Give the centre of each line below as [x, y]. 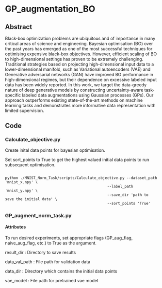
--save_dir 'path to [128, 195]
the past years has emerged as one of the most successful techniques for [79, 49]
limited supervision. [25, 111]
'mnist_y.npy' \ [21, 191]
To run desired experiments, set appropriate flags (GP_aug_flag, [69, 238]
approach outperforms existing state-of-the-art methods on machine [74, 100]
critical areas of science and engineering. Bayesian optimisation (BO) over [79, 44]
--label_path [120, 186]
